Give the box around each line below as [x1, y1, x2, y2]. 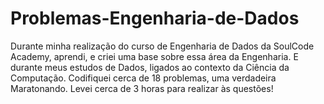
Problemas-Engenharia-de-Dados [10, 7, 300, 30]
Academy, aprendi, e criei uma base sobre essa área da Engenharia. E [10, 50, 299, 62]
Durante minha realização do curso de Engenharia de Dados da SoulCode [10, 40, 315, 52]
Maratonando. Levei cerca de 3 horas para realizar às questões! [10, 82, 274, 94]
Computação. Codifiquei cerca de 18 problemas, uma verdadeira [10, 72, 277, 84]
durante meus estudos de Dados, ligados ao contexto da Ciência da [10, 61, 290, 73]
